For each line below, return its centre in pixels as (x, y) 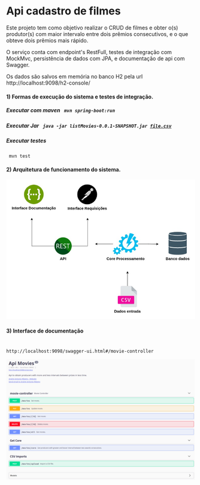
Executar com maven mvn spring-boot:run (61, 110)
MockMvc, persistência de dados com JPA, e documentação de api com (96, 58)
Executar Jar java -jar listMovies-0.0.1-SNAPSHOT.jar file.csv (89, 125)
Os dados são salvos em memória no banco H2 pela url (75, 76)
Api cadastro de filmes (63, 11)
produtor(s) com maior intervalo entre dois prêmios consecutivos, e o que (97, 34)
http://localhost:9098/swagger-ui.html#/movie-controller (80, 351)
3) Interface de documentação (45, 331)
